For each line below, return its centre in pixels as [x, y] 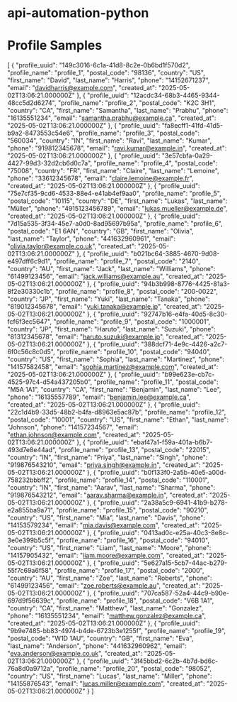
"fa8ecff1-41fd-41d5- [192, 126]
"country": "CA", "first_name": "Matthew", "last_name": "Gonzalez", [105, 608]
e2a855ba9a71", [31, 510]
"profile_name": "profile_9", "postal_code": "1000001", [132, 322]
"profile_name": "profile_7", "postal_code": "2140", [127, 261]
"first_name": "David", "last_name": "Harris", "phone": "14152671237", [109, 80]
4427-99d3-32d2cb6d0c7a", [50, 163]
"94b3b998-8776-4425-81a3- [185, 284]
